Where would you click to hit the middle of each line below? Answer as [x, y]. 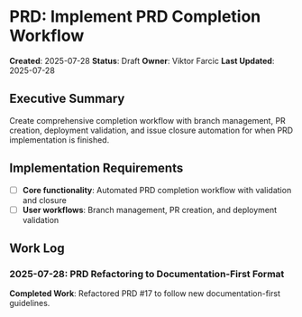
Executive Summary [67, 99]
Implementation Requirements [96, 168]
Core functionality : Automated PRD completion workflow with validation [157, 190]
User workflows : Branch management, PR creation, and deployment [150, 210]
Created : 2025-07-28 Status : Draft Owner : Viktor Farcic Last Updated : [142, 61]
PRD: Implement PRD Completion [135, 17]
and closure [45, 200]
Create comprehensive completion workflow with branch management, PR [147, 120]
